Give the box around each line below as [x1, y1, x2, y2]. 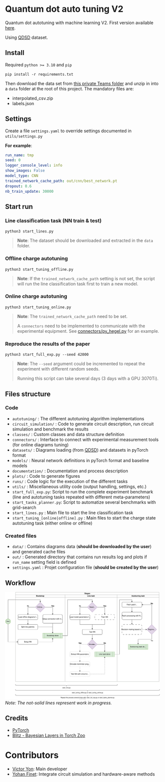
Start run [5, 203, 33, 211]
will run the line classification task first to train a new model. [17, 281, 138, 287]
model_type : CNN [5, 174, 38, 178]
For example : [5, 143, 32, 148]
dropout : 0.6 [5, 183, 32, 189]
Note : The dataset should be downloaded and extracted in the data [17, 237, 153, 244]
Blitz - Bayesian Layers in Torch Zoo [12, 732, 85, 738]
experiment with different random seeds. [17, 366, 100, 372]
